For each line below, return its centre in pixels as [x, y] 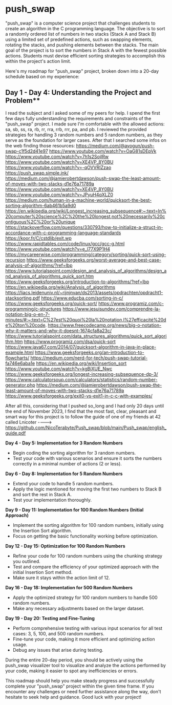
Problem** [23, 101]
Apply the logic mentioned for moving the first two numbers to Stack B [87, 489]
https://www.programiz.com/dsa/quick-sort [70, 341]
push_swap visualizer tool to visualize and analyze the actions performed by [86, 665]
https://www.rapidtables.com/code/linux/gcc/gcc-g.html [65, 243]
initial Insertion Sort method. [42, 572]
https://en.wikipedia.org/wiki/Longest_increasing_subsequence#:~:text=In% [86, 211]
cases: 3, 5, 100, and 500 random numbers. [59, 633]
